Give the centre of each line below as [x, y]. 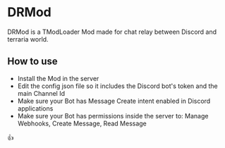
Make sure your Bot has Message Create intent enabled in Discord [114, 101]
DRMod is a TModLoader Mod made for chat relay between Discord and [112, 32]
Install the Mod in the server [58, 78]
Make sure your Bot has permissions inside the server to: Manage [113, 116]
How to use [32, 62]
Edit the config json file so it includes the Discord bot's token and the [117, 86]
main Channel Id [41, 93]
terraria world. [28, 39]
